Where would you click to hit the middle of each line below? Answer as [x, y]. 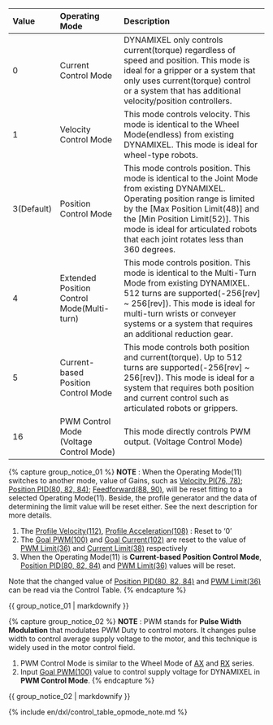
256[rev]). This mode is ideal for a [189, 378]
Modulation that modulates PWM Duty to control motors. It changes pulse [132, 630]
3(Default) [32, 209]
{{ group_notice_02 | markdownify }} [69, 696]
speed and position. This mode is [187, 60]
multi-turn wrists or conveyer [180, 314]
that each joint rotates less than [184, 239]
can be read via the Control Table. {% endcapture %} [97, 590]
